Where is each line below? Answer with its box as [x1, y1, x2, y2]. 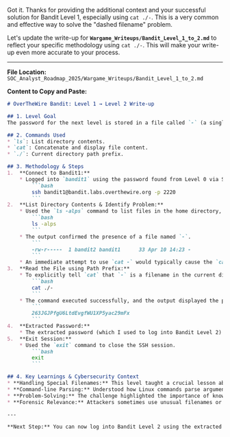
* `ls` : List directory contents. [7, 138, 106, 145]
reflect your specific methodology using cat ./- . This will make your [7, 41, 201, 49]
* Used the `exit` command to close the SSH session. [19, 342, 176, 349]
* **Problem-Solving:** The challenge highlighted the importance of [7, 392, 210, 399]
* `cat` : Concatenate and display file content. [7, 144, 149, 152]
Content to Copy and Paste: [7, 87, 88, 95]
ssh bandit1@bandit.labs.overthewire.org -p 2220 [31, 189, 176, 196]
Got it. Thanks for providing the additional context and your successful [7, 6, 207, 14]
